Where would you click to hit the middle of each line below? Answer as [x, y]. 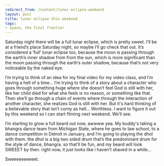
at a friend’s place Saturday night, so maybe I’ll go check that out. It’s [75, 47]
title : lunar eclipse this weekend [41, 19]
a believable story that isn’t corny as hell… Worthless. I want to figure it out [80, 109]
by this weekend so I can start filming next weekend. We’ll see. [68, 114]
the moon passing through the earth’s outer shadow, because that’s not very [82, 63]
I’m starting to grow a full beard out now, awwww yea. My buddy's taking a [81, 124]
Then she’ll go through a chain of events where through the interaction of [79, 98]
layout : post [18, 14]
